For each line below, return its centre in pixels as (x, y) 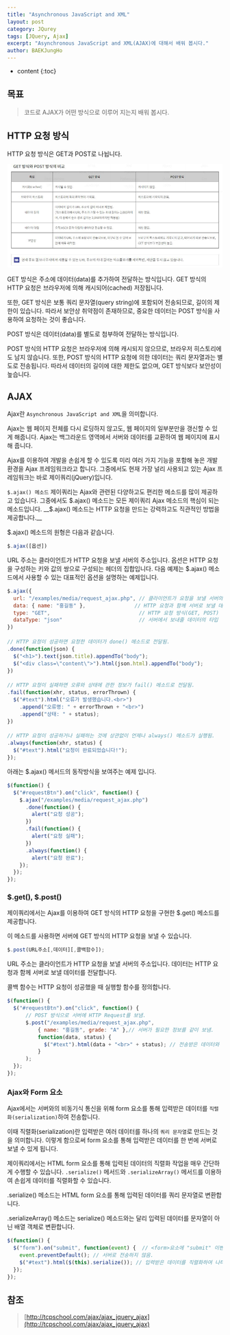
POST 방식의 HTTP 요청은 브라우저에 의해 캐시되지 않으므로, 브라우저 (100, 349)
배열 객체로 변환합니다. (44, 1227)
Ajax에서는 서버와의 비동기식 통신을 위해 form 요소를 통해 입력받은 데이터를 (107, 1108)
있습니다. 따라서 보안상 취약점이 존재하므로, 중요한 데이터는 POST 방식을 (116, 311)
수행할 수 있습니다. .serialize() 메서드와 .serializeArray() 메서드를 (109, 1172)
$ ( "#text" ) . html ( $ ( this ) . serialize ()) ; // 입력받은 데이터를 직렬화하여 (116, 1262)
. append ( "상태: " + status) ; (60, 714)
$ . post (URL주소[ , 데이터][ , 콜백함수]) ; (56, 950)
